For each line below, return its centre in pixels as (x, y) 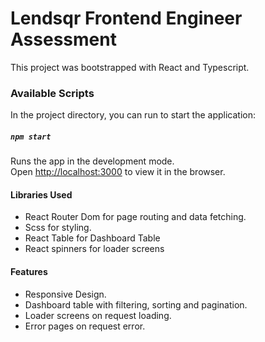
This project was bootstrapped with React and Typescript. (130, 67)
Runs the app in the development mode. (92, 161)
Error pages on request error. (85, 326)
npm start (31, 137)
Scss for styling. (58, 228)
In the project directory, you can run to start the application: (133, 115)
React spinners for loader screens (94, 249)
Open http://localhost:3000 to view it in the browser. (118, 172)
